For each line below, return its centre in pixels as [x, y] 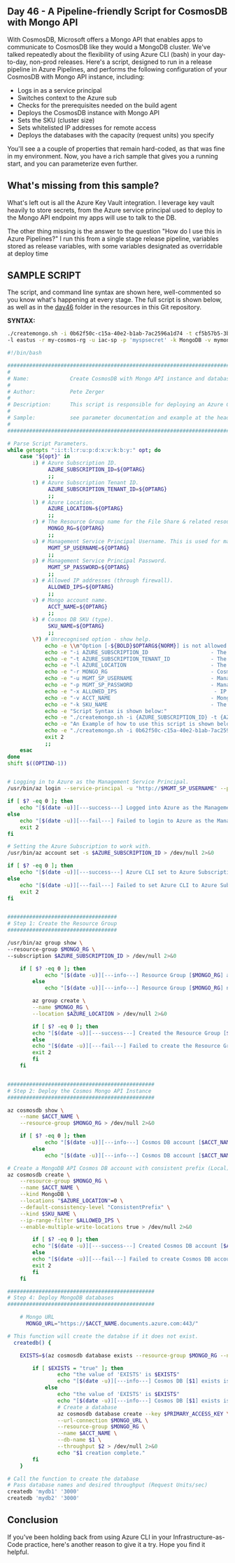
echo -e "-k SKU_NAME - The [136, 705]
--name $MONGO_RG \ [61, 1007]
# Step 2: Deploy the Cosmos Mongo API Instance [79, 1091]
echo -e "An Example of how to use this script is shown [129, 724]
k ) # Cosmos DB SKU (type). [73, 620]
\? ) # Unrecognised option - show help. [92, 639]
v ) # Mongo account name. [70, 600]
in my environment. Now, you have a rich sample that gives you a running [113, 156]
